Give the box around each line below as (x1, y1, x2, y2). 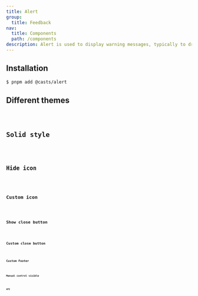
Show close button (6, 219, 48, 225)
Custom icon (6, 194, 38, 200)
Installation (6, 63, 48, 74)
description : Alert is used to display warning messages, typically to (6, 42, 186, 48)
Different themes (6, 95, 70, 105)
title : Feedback (11, 19, 51, 25)
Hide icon (6, 165, 37, 172)
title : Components (11, 31, 57, 37)
